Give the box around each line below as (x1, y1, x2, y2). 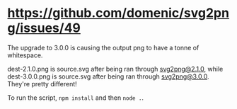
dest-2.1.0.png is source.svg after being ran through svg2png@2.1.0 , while (7, 64, 224, 73)
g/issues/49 (7, 20, 81, 36)
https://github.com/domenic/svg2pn (7, 5, 230, 21)
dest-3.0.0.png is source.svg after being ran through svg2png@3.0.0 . (7, 72, 210, 81)
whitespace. (7, 51, 43, 59)
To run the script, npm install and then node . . (7, 93, 144, 102)
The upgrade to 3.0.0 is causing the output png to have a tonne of (7, 43, 200, 52)
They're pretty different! (7, 79, 78, 88)
